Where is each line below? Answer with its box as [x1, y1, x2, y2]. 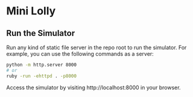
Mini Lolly [6, 4, 56, 18]
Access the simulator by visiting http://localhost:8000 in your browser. [6, 84, 181, 91]
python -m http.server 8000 [6, 62, 77, 68]
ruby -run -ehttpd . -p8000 [6, 73, 77, 79]
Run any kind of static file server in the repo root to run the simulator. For [6, 44, 187, 51]
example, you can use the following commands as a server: [6, 50, 154, 57]
